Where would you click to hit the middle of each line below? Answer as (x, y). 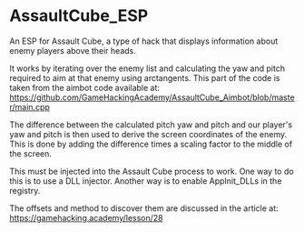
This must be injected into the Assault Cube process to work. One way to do (152, 171)
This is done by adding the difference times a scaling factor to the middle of (151, 144)
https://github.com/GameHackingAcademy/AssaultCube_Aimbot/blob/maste (152, 97)
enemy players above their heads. (73, 50)
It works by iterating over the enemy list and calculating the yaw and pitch (147, 68)
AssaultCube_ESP (79, 16)
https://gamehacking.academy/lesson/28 (86, 217)
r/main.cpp (29, 106)
